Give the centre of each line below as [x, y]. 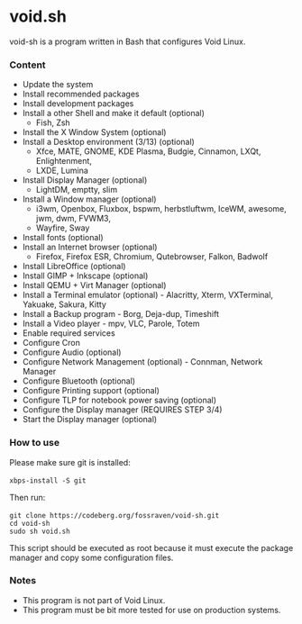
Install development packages [78, 104]
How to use [35, 443]
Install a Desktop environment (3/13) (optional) [109, 142]
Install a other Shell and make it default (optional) [114, 113]
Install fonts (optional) [63, 238]
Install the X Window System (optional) [94, 132]
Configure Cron [51, 343]
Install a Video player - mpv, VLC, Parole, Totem [111, 324]
